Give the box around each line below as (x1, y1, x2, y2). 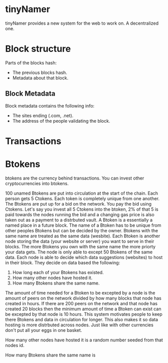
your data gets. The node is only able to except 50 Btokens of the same (5, 249, 153, 255)
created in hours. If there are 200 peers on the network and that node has (5, 300, 158, 306)
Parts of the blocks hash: (5, 59, 57, 66)
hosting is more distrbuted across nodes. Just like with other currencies (5, 322, 154, 328)
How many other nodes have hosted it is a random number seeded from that (5, 337, 163, 343)
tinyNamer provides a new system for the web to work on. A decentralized (5, 20, 159, 26)
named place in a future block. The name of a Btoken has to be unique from (5, 222, 161, 228)
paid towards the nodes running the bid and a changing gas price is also (5, 211, 154, 217)
